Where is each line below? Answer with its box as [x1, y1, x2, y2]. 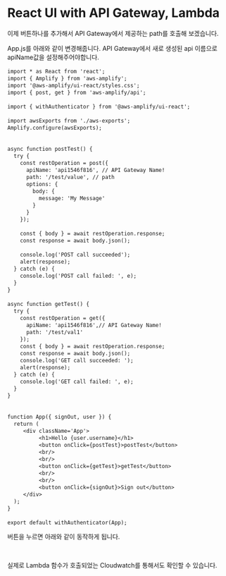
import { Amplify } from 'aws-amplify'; [7, 75, 128, 82]
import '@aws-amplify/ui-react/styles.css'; [7, 82, 140, 89]
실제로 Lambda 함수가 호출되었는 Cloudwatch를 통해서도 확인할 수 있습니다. [7, 560, 218, 569]
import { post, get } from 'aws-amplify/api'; [7, 89, 146, 96]
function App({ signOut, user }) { [7, 413, 112, 420]
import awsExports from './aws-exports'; [7, 117, 131, 124]
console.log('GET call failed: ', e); [20, 378, 134, 385]
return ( [13, 420, 39, 427]
